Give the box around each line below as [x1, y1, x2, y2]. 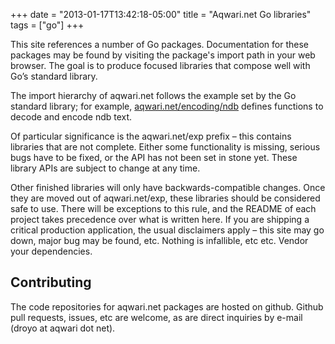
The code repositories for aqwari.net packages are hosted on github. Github [10, 300, 324, 313]
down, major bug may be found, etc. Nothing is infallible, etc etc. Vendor [10, 235, 309, 246]
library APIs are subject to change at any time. [10, 162, 201, 174]
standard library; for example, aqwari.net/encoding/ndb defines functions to [10, 100, 324, 112]
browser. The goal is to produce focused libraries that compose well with [10, 60, 311, 71]
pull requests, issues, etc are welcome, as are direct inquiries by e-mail [10, 311, 303, 323]
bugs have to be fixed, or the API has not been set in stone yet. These [10, 152, 298, 163]
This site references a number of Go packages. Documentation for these [10, 39, 310, 50]
